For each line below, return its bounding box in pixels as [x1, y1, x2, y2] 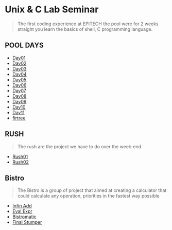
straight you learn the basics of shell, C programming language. [17, 26, 153, 32]
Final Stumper [12, 219, 42, 225]
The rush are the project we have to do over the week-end [17, 143, 142, 150]
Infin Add [12, 203, 32, 209]
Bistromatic [12, 214, 37, 220]
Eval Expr [12, 208, 33, 215]
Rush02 [12, 158, 29, 165]
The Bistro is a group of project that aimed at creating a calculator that [17, 187, 167, 193]
